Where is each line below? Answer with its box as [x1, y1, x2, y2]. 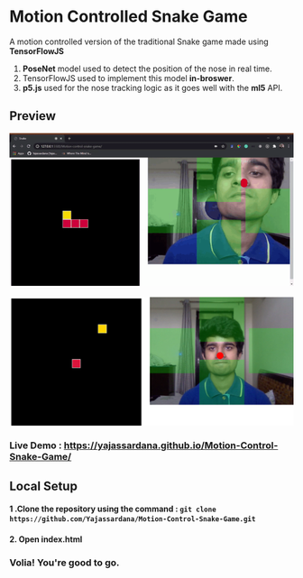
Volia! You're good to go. [9, 556, 120, 569]
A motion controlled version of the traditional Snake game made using [9, 36, 269, 47]
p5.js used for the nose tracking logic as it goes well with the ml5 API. [22, 82, 283, 93]
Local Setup [9, 478, 78, 493]
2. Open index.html [9, 534, 83, 545]
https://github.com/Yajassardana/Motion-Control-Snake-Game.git [9, 515, 256, 524]
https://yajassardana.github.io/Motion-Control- [63, 439, 279, 452]
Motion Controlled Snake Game [9, 6, 248, 27]
